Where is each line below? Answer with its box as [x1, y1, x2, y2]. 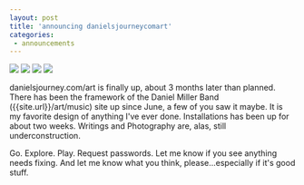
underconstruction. [9, 131, 82, 141]
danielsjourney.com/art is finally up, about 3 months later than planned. [9, 83, 276, 93]
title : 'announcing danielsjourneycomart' [9, 22, 172, 31]
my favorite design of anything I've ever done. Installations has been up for [9, 111, 289, 122]
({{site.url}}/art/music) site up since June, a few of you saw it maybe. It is [9, 102, 283, 112]
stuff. [9, 167, 29, 178]
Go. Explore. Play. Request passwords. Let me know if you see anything [9, 148, 278, 159]
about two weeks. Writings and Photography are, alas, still [9, 121, 227, 131]
